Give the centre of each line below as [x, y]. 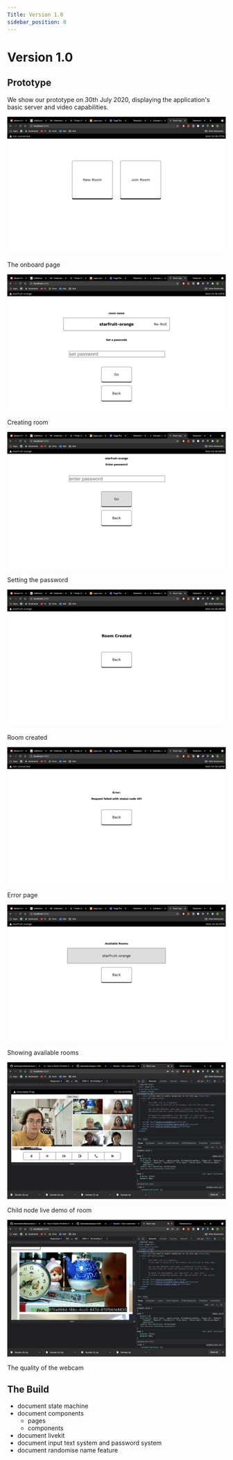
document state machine [53, 1406]
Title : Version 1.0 [35, 15]
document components [51, 1413]
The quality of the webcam [46, 1368]
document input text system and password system [89, 1443]
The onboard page [34, 265]
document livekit [41, 1436]
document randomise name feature [68, 1450]
